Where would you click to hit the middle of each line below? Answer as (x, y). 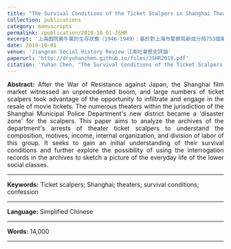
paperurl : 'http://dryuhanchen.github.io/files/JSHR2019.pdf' (98, 58)
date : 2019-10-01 (32, 45)
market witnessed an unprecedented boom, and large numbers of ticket (115, 91)
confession (23, 192)
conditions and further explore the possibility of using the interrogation (115, 150)
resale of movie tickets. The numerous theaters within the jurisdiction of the (115, 106)
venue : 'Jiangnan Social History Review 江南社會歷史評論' (89, 52)
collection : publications (44, 20)
